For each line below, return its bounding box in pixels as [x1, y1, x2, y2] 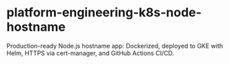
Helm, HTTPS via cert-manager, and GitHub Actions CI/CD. [6, 49, 175, 57]
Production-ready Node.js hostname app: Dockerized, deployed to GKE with [6, 42, 224, 50]
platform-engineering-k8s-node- [6, 5, 202, 20]
